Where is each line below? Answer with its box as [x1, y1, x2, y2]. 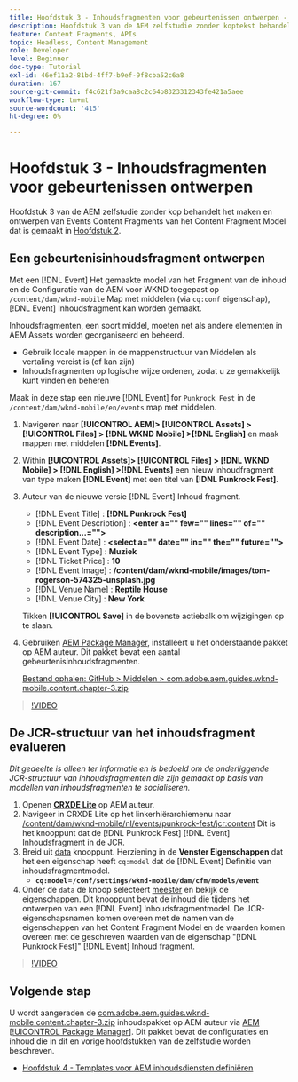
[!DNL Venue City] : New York [35, 593, 145, 604]
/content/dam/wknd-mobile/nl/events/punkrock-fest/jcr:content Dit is [21, 818, 277, 829]
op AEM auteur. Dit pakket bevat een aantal [21, 646, 181, 657]
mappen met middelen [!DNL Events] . [21, 437, 161, 449]
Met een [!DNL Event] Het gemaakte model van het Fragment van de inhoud [9, 274, 286, 285]
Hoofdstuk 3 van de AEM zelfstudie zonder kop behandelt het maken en [9, 206, 273, 218]
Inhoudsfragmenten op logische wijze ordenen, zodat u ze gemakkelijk [21, 365, 281, 376]
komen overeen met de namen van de [96, 912, 235, 923]
